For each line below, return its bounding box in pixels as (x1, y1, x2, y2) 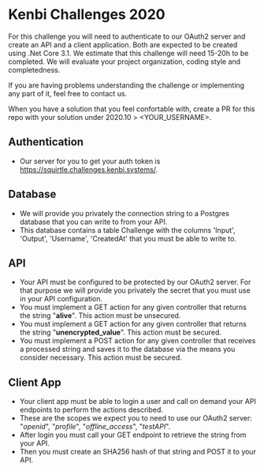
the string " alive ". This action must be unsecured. (19, 311, 181, 320)
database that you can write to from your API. (19, 217, 168, 226)
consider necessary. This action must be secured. (19, 353, 183, 362)
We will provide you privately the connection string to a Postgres (19, 208, 230, 218)
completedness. (8, 65, 61, 74)
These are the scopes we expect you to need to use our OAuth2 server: (19, 413, 252, 423)
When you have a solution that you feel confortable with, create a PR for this (8, 104, 255, 114)
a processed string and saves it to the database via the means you (19, 345, 236, 354)
